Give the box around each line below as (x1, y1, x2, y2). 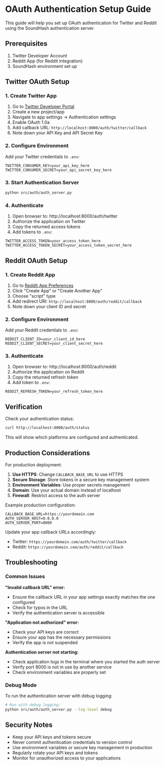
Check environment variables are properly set (12, 669, 106, 675)
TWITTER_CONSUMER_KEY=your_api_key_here (5, 163, 90, 168)
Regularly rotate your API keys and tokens (12, 750, 98, 756)
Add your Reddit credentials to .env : (5, 327, 79, 333)
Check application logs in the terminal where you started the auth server (12, 658, 160, 664)
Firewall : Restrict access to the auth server (12, 492, 101, 498)
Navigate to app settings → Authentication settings (12, 114, 116, 120)
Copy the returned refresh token (12, 374, 78, 380)
